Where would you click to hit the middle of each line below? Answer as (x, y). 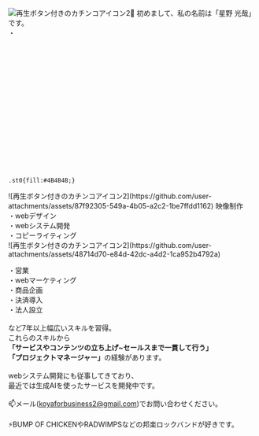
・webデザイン (32, 216)
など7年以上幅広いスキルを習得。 (62, 328)
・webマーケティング (43, 280)
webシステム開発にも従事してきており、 (73, 375)
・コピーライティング (43, 235)
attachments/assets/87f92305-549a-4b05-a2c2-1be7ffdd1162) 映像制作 (126, 206)
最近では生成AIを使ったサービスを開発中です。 (84, 385)
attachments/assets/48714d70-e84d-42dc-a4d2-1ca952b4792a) (115, 254)
